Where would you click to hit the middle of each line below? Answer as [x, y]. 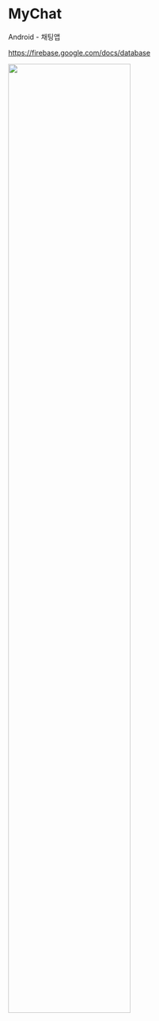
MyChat [35, 14]
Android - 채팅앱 [34, 37]
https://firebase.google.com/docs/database [79, 52]
